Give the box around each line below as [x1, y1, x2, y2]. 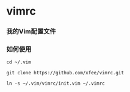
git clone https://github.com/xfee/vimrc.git [6, 70, 124, 76]
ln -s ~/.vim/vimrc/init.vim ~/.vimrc [6, 80, 105, 87]
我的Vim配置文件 [6, 27, 56, 36]
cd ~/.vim [6, 59, 32, 65]
